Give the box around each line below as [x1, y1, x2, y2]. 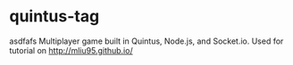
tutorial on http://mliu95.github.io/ [9, 45, 133, 55]
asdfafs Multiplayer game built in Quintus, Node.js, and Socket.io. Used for [9, 36, 284, 46]
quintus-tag [9, 6, 100, 27]
